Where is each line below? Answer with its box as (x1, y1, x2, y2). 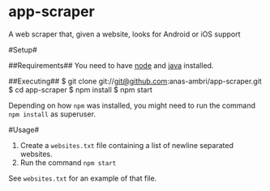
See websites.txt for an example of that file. (8, 173, 157, 183)
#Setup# (8, 45, 38, 54)
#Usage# (8, 125, 40, 134)
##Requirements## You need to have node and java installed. (8, 60, 214, 70)
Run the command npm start (19, 157, 117, 168)
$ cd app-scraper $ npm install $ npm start (8, 84, 152, 95)
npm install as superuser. (8, 108, 96, 119)
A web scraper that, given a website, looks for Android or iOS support (8, 29, 241, 39)
